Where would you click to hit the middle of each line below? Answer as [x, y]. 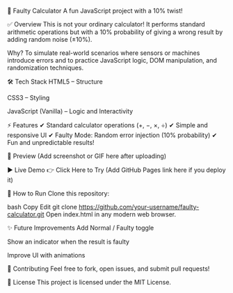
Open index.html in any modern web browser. [111, 214]
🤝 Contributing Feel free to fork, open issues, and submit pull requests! [109, 269]
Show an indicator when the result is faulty [69, 241]
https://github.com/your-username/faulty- [139, 207]
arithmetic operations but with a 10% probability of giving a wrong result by [115, 32]
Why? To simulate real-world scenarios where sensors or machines [104, 53]
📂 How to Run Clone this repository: [58, 193]
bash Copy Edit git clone [42, 207]
